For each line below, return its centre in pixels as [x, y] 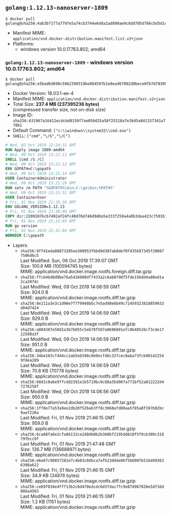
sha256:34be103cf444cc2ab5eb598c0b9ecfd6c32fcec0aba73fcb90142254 [92, 356]
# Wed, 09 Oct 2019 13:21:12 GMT [41, 164]
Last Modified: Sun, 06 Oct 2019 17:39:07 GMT [69, 261]
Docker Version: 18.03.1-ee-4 [43, 93]
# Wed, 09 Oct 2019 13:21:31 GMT [41, 193]
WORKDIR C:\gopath [25, 235]
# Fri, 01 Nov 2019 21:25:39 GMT [41, 202]
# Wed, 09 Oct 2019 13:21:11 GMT [41, 155]
